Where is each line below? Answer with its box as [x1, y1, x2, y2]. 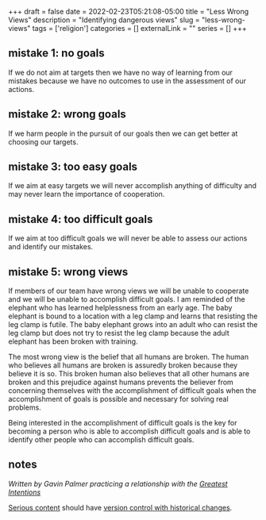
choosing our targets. [8, 137, 79, 146]
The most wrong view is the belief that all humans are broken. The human [8, 352, 249, 362]
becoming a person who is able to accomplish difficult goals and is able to [8, 426, 251, 436]
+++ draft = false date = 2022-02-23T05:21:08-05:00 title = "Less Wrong [8, 7, 249, 16]
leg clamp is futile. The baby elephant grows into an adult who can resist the [8, 320, 258, 329]
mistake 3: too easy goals [8, 160, 137, 174]
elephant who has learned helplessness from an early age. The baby [8, 303, 233, 313]
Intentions [8, 487, 41, 497]
